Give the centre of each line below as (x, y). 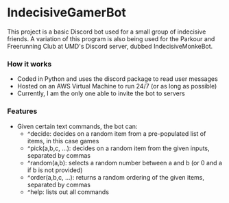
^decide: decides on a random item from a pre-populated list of (117, 133)
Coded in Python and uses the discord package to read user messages (117, 79)
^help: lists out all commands (68, 192)
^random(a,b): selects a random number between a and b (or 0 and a (125, 163)
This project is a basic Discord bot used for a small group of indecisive (107, 32)
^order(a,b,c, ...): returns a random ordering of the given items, (116, 177)
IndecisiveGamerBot (67, 13)
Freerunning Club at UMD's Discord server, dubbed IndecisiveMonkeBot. (110, 46)
